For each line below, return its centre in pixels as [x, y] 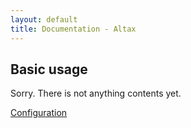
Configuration [39, 113]
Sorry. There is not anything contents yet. [96, 93]
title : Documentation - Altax [73, 29]
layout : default [44, 19]
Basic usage [49, 69]
